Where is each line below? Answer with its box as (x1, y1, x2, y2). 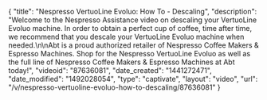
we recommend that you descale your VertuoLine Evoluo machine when (8, 32, 245, 41)
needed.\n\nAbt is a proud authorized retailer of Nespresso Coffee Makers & (8, 40, 259, 50)
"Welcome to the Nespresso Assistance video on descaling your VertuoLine (8, 15, 257, 25)
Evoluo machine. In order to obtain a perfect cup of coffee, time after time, (8, 24, 253, 33)
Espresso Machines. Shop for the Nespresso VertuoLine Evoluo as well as (8, 49, 251, 58)
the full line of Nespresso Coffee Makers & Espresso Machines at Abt (8, 57, 235, 67)
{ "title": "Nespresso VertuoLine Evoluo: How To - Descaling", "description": (8, 7, 257, 16)
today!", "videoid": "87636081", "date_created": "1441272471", (8, 66, 213, 75)
